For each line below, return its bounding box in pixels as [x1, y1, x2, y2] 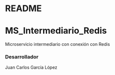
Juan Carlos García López [5, 64, 58, 71]
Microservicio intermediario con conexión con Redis [5, 41, 110, 47]
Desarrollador [5, 54, 39, 60]
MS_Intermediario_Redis [5, 25, 107, 37]
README [5, 3, 42, 14]
